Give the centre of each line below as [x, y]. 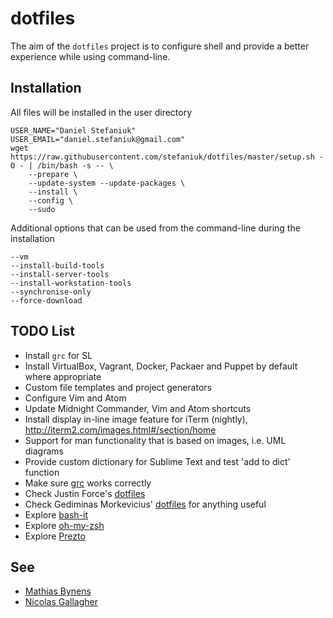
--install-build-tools [57, 265]
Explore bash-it [56, 514]
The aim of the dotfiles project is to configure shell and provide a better [160, 46]
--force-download [46, 300]
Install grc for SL [58, 355]
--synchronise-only [51, 292]
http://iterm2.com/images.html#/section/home [120, 429]
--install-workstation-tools [71, 283]
